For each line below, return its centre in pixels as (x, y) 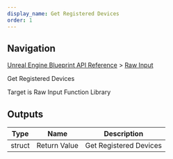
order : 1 (20, 20)
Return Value (57, 146)
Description (124, 134)
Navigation (31, 48)
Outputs (25, 114)
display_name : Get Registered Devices (63, 14)
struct (20, 146)
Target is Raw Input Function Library (59, 92)
